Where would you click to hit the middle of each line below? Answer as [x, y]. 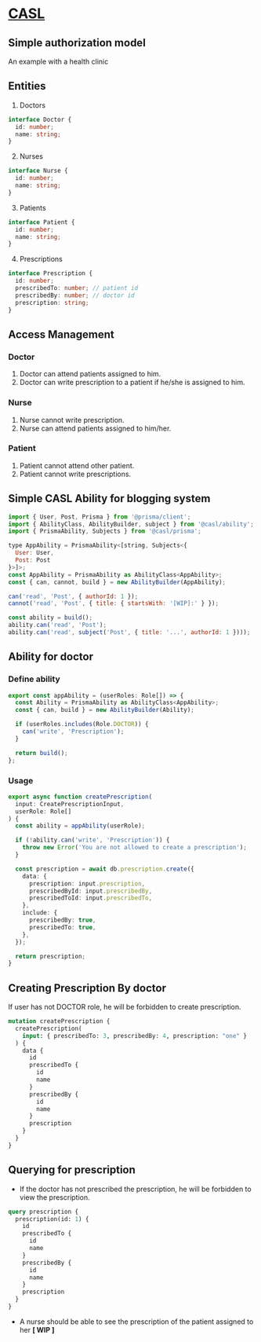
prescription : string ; [52, 302]
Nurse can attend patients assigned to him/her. [95, 428]
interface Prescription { [50, 273]
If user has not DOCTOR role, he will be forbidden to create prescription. [125, 1007]
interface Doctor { [40, 119]
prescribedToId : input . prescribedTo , [91, 898]
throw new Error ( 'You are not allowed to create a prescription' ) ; [134, 848]
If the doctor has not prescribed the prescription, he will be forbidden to [136, 1189]
